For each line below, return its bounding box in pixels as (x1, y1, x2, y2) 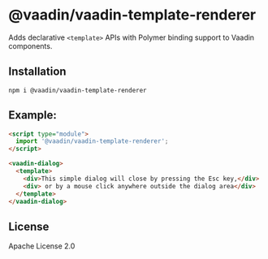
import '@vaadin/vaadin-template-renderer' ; (15, 137, 169, 145)
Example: (8, 108, 57, 123)
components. (8, 41, 53, 50)
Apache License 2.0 (8, 241, 76, 251)
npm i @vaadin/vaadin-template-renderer (8, 86, 148, 94)
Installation (8, 65, 67, 79)
